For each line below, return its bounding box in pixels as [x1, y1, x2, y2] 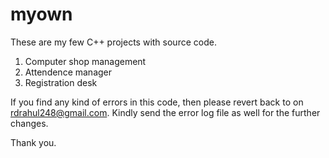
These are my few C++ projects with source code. [10, 36, 217, 48]
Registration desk [24, 76, 98, 88]
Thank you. [10, 136, 57, 148]
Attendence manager [24, 66, 113, 78]
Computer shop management [24, 55, 147, 67]
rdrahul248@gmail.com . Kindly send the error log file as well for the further [10, 106, 321, 118]
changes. [10, 117, 49, 129]
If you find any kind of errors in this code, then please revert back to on [10, 96, 304, 108]
